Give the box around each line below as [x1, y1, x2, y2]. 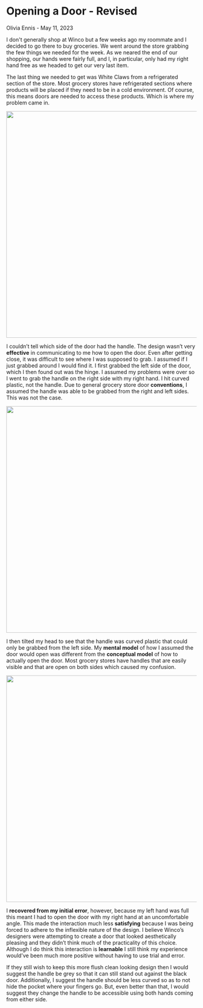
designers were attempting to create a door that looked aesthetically [6, 932, 176, 940]
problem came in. [6, 99, 50, 106]
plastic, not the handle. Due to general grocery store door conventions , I [6, 381, 187, 388]
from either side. [6, 995, 48, 1003]
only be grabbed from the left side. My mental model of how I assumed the [6, 644, 194, 651]
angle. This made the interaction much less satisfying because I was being [6, 920, 193, 927]
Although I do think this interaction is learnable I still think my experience [6, 945, 188, 952]
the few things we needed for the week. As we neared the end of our [6, 48, 178, 56]
